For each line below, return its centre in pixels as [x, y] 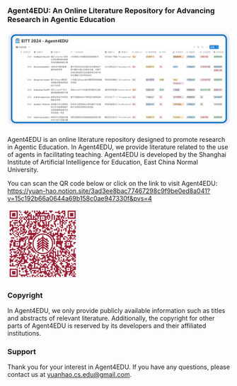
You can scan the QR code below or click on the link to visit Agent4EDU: [112, 183]
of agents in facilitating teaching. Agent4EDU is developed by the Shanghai [117, 154]
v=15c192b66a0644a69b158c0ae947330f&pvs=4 [80, 198]
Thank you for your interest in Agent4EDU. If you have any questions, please [119, 367]
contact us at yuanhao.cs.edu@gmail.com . [70, 375]
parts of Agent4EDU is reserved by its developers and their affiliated [107, 326]
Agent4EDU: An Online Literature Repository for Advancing [111, 11]
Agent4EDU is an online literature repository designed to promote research [116, 139]
